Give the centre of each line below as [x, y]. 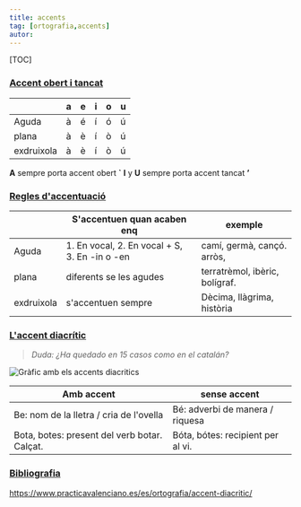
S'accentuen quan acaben [129, 219]
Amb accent [89, 394]
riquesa [188, 421]
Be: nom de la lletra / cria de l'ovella [89, 415]
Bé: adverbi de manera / [223, 409]
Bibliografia [35, 474]
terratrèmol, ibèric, [240, 271]
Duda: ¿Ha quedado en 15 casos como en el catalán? [130, 354]
